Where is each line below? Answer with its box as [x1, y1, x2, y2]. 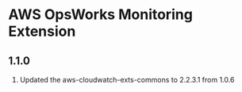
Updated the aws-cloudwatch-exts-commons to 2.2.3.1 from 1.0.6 [19, 75, 235, 84]
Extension [8, 22, 76, 40]
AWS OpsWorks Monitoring [8, 6, 193, 24]
